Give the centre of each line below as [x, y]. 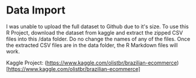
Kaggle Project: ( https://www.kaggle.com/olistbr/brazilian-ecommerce [92, 63]
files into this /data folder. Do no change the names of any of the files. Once [98, 39]
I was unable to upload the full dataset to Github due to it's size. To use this [97, 26]
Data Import [36, 10]
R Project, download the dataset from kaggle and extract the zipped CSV [94, 32]
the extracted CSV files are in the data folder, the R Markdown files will [92, 45]
